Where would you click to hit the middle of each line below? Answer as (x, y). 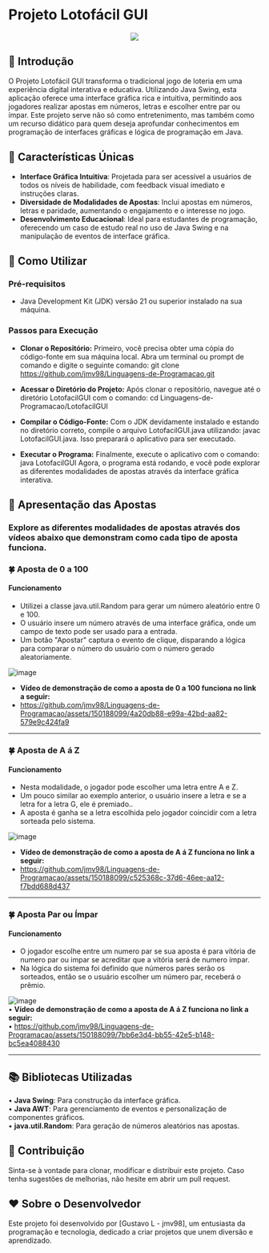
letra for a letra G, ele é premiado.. (76, 804)
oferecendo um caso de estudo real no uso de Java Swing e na (124, 227)
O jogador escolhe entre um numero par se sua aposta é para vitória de (138, 951)
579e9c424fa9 (44, 721)
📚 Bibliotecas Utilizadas (70, 1077)
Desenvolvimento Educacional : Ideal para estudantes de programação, (139, 219)
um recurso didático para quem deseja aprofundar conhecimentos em (124, 123)
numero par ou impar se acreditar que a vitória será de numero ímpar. (134, 960)
